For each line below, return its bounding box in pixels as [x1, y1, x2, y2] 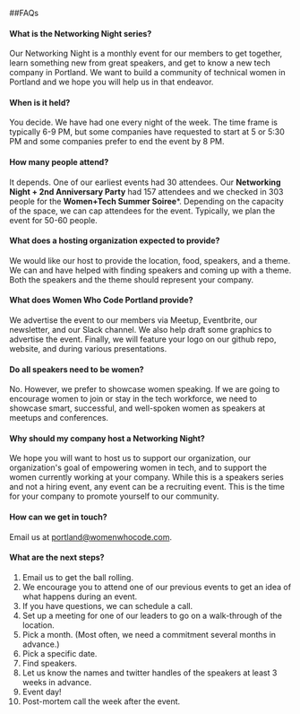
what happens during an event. [21, 591, 137, 602]
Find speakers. [21, 657, 78, 668]
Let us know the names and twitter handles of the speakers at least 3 [21, 667, 278, 678]
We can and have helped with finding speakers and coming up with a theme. [9, 265, 292, 275]
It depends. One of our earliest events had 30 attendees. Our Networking [9, 177, 281, 187]
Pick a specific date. [21, 648, 98, 658]
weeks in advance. [21, 676, 92, 687]
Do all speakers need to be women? [9, 363, 145, 375]
